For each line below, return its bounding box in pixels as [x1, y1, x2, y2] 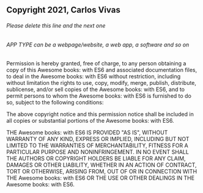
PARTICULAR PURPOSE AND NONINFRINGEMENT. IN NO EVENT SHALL [6, 148, 190, 156]
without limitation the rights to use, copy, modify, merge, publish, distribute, [6, 79, 197, 87]
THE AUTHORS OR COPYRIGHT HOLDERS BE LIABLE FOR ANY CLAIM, [6, 155, 186, 162]
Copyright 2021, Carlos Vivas [6, 5, 120, 15]
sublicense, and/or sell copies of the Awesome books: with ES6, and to [6, 86, 185, 93]
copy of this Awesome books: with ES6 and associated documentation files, [6, 67, 197, 74]
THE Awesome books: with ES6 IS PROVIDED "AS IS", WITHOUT [6, 129, 168, 136]
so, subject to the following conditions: [6, 99, 104, 106]
